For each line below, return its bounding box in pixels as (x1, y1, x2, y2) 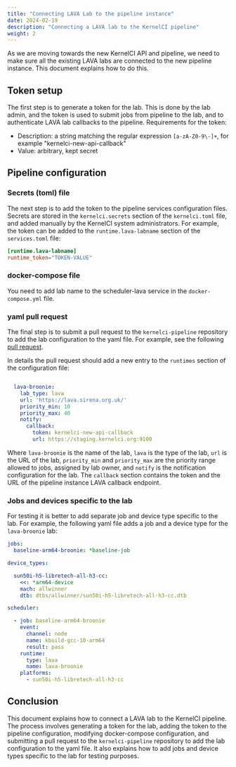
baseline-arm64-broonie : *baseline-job (13, 547, 131, 554)
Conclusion (7, 695, 59, 707)
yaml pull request (7, 311, 68, 321)
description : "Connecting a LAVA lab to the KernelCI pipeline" (7, 23, 199, 30)
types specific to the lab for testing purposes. (7, 752, 139, 760)
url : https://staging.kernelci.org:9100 (32, 436, 152, 443)
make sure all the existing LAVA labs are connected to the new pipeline (7, 57, 212, 65)
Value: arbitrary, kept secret (17, 147, 98, 155)
